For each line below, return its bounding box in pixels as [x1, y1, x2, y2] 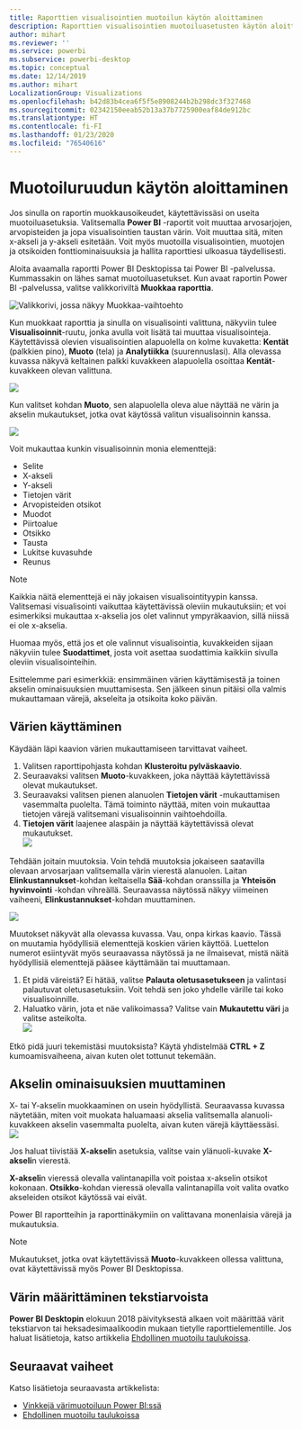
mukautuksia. [9, 1219, 59, 1230]
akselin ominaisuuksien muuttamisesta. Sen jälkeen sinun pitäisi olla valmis [9, 683, 287, 694]
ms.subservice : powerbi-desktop [9, 55, 130, 64]
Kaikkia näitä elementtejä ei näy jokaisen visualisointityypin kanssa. [9, 591, 258, 601]
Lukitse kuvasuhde [22, 547, 93, 557]
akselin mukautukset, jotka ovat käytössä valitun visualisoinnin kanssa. [9, 409, 271, 420]
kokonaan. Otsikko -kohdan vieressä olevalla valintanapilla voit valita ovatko [9, 1182, 289, 1193]
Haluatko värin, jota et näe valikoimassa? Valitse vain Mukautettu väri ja [22, 1003, 289, 1014]
